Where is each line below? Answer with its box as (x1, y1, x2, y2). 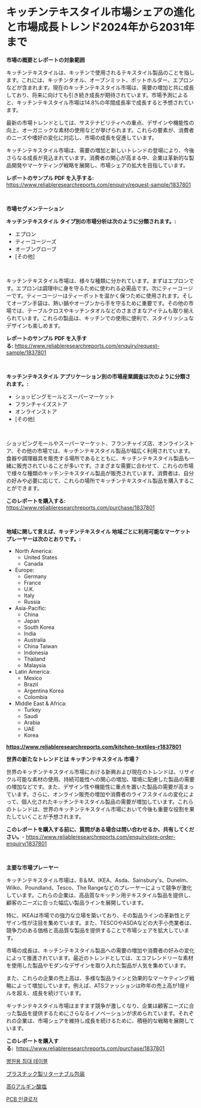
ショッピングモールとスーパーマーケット (14, 393, 115, 400)
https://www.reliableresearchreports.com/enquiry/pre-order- (26, 833, 176, 840)
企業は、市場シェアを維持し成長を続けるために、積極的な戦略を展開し (16, 1017, 190, 1024)
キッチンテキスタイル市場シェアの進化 (6, 5, 195, 19)
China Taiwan (23, 642, 58, 649)
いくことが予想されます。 (22, 813, 85, 820)
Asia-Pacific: (14, 605, 47, 612)
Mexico (23, 674, 42, 682)
